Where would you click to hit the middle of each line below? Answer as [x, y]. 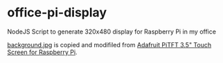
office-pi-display [57, 13]
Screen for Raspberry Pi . [42, 52]
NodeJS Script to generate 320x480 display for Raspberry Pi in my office [112, 32]
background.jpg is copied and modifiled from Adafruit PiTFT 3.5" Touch [109, 45]
